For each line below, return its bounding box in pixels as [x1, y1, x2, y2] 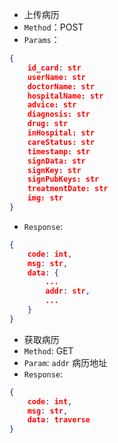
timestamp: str [27, 146, 91, 157]
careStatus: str [27, 137, 96, 147]
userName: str [27, 72, 86, 82]
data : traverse [27, 415, 91, 425]
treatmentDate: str [27, 184, 109, 194]
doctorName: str [27, 81, 96, 92]
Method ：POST [23, 21, 84, 33]
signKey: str [27, 165, 82, 175]
